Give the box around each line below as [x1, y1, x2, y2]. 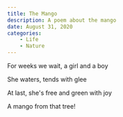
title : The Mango [7, 10, 58, 17]
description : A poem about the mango [7, 17, 117, 24]
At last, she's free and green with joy [7, 88, 113, 97]
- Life [19, 36, 39, 43]
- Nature [19, 42, 45, 49]
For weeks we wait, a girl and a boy [7, 62, 109, 70]
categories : [7, 29, 42, 37]
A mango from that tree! [7, 102, 76, 110]
